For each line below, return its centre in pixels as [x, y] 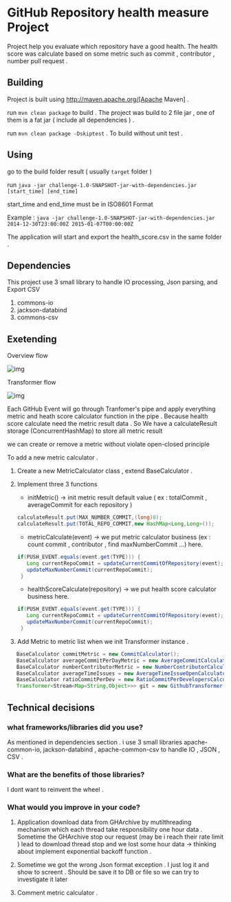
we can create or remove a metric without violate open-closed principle [108, 444]
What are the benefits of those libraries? [76, 774]
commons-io [35, 303]
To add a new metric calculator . [53, 458]
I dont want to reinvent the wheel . [55, 790]
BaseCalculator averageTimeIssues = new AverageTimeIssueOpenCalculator [122, 673]
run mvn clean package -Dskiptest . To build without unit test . [95, 133]
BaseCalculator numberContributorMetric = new [84, 667]
